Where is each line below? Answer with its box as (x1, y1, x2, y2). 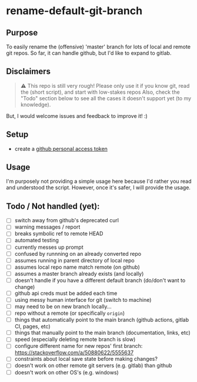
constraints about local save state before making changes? (14, 355, 158, 363)
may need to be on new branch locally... (14, 303, 112, 310)
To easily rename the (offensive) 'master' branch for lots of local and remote (6, 43, 191, 50)
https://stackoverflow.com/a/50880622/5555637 (14, 349, 134, 356)
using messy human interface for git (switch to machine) (14, 296, 152, 303)
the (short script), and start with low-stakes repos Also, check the (20, 88, 181, 95)
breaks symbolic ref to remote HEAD (14, 230, 103, 237)
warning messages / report (14, 223, 81, 230)
